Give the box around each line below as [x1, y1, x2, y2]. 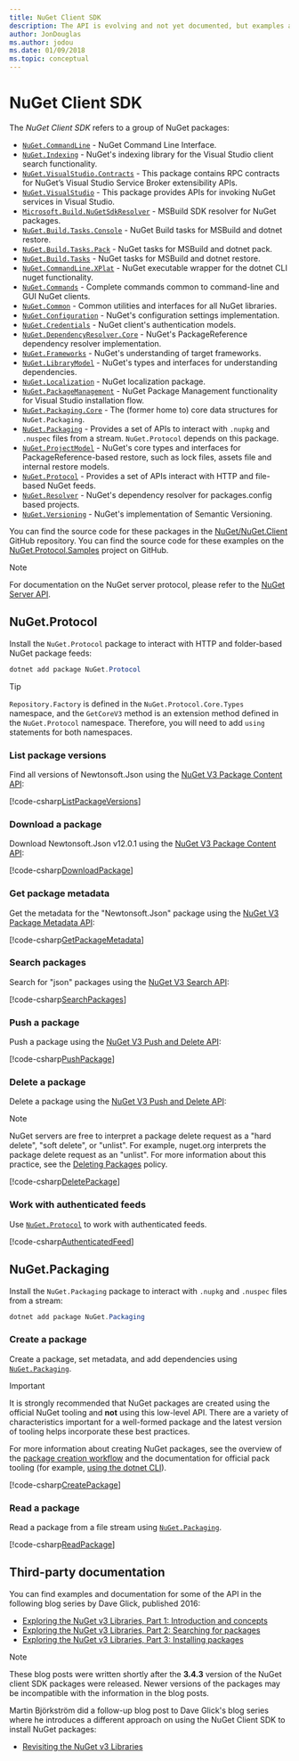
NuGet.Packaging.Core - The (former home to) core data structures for [21, 404, 279, 415]
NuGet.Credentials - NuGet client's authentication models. [21, 319, 237, 330]
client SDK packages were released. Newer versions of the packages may [9, 1678, 280, 1689]
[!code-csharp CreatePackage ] [9, 1480, 122, 1490]
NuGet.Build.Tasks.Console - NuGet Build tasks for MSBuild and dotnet [21, 224, 283, 235]
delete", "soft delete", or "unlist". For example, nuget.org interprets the [9, 1140, 267, 1151]
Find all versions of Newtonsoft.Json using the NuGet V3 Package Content [9, 769, 283, 779]
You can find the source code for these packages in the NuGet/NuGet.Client [9, 526, 287, 536]
